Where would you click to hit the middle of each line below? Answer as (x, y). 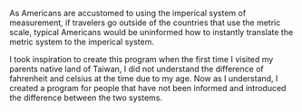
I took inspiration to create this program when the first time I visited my (141, 59)
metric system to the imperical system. (82, 42)
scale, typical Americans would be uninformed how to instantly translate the (151, 32)
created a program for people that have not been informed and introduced (148, 88)
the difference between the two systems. (86, 98)
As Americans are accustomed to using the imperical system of (128, 13)
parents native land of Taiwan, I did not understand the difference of (137, 69)
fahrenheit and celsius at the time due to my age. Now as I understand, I (144, 79)
